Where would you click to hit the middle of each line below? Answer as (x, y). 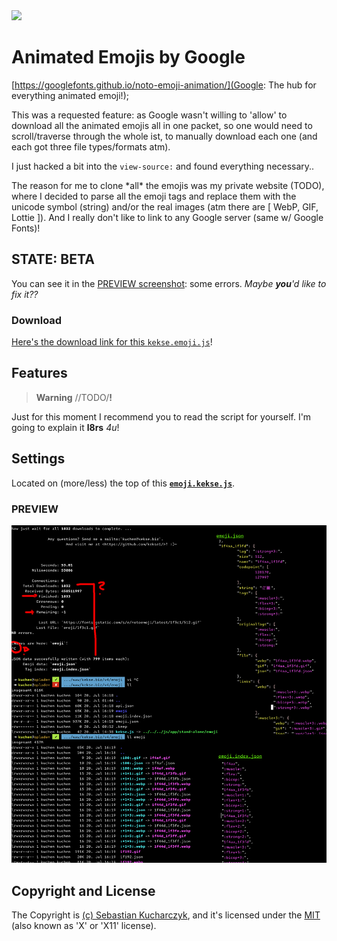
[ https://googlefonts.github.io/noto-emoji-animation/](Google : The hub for (164, 85)
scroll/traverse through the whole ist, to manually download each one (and (164, 136)
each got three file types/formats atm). (91, 146)
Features (39, 373)
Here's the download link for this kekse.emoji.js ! (112, 342)
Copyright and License (83, 890)
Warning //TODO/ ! (74, 397)
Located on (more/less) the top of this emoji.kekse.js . (123, 483)
